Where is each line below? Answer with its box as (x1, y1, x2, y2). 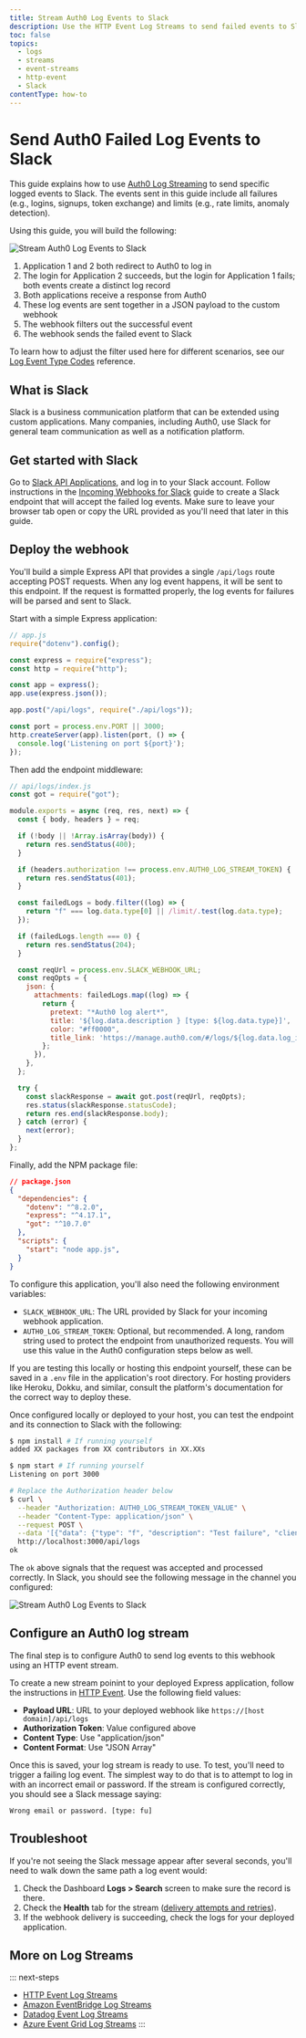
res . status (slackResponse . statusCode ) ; (25, 1101, 178, 1110)
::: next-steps (9, 1972, 59, 1983)
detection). (9, 207, 51, 219)
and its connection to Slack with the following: (9, 1418, 182, 1429)
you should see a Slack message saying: (9, 1788, 162, 1799)
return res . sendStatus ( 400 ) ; (25, 840, 137, 849)
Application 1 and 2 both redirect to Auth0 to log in (22, 261, 212, 272)
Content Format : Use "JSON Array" (22, 1741, 157, 1752)
